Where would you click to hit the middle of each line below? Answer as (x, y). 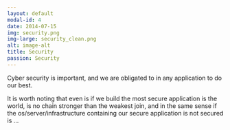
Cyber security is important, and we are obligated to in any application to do (115, 78)
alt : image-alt (29, 45)
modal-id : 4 (24, 20)
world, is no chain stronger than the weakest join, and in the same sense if (112, 106)
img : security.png (33, 33)
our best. (20, 85)
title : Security (30, 52)
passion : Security (33, 58)
